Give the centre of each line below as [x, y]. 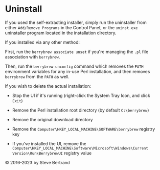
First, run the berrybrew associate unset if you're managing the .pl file [77, 52]
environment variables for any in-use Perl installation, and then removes [78, 71]
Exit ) [17, 100]
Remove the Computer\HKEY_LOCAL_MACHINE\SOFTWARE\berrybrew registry [83, 129]
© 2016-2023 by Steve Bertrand [37, 162]
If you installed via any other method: [42, 42]
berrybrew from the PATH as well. [37, 76]
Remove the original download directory [52, 119]
